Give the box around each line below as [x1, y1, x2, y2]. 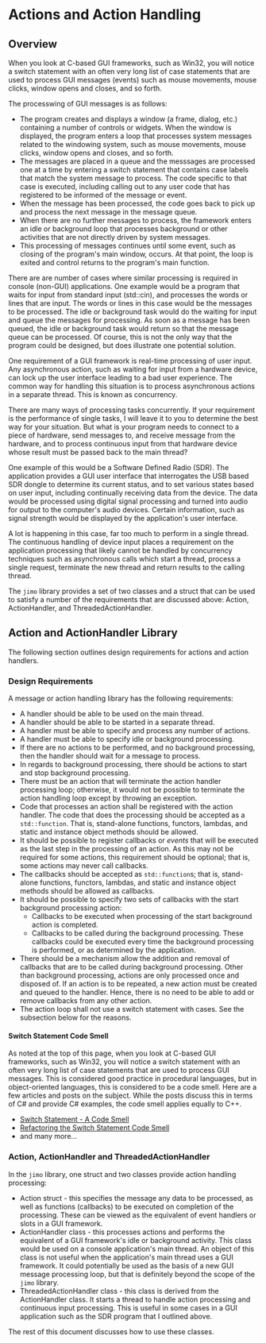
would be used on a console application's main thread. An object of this [19, 1244, 255, 1253]
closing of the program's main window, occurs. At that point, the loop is [19, 249, 254, 259]
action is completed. [31, 920, 98, 930]
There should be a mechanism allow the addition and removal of [19, 954, 230, 963]
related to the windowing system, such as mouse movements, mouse [19, 140, 246, 149]
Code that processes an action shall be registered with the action [19, 802, 233, 812]
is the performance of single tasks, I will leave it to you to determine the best [8, 414, 259, 423]
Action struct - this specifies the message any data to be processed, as [19, 1193, 254, 1202]
